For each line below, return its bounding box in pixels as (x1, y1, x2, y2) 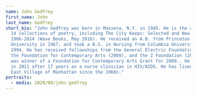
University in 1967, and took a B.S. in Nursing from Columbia (11, 42, 169, 48)
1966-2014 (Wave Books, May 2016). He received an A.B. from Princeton (11, 36, 191, 42)
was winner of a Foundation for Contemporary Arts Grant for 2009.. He (11, 58, 191, 64)
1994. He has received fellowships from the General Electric (11, 47, 166, 53)
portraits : (5, 74, 32, 80)
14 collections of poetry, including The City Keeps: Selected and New (11, 31, 191, 37)
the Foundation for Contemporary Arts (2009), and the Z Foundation (11, 53, 182, 58)
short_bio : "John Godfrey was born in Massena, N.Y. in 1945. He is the (5, 25, 188, 31)
